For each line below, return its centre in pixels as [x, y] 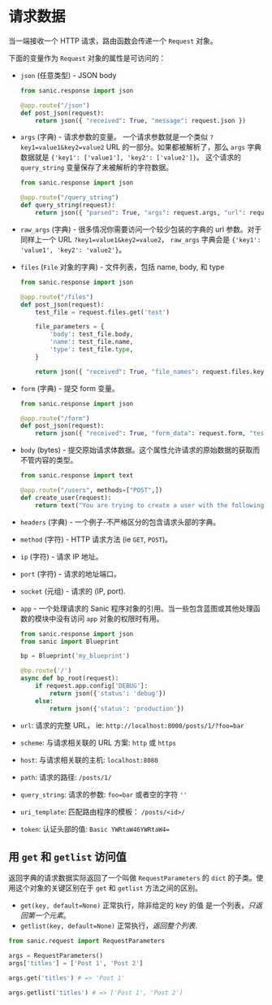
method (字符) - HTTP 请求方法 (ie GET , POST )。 [96, 539]
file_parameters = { [70, 327]
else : [45, 701]
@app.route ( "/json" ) [55, 105]
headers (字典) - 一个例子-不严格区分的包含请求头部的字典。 [120, 522]
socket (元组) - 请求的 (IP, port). [73, 591]
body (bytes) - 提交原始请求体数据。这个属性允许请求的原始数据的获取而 [140, 450]
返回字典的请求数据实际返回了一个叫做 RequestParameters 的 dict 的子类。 [133, 878]
